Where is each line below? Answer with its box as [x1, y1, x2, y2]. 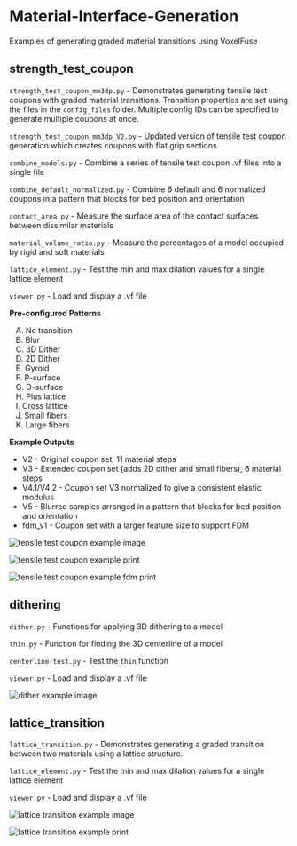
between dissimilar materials [9, 219, 113, 230]
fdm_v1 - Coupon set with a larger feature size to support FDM [21, 520, 250, 531]
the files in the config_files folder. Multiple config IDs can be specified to [9, 104, 279, 115]
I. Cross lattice [15, 400, 68, 411]
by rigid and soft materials [9, 246, 105, 257]
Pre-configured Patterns [9, 307, 102, 318]
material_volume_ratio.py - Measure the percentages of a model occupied [9, 237, 284, 248]
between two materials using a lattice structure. [9, 748, 184, 759]
